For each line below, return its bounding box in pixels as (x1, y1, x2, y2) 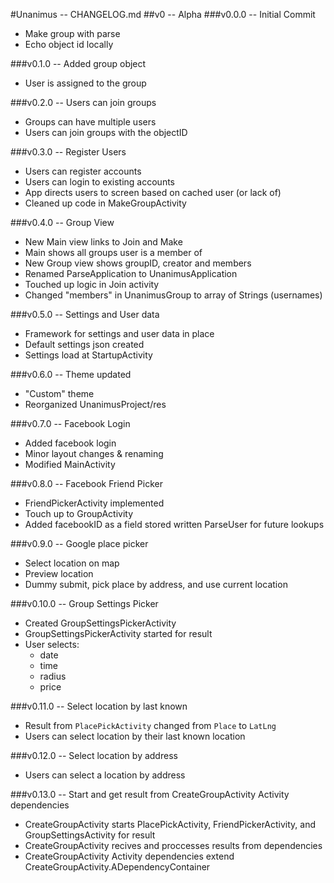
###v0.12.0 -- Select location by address (10, 750, 178, 761)
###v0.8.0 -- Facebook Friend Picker (10, 478, 163, 489)
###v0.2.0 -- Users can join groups (10, 97, 157, 108)
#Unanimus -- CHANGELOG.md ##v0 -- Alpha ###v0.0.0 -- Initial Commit (10, 9, 316, 20)
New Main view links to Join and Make (24, 236, 183, 248)
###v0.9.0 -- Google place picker (10, 538, 149, 549)
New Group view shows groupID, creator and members (24, 257, 252, 269)
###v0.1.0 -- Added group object (10, 58, 147, 69)
